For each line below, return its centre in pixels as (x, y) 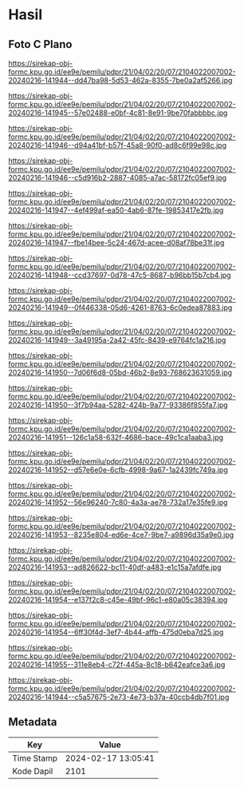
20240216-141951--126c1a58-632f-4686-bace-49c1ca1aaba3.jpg (116, 437)
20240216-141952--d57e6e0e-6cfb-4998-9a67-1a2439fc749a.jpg (118, 470)
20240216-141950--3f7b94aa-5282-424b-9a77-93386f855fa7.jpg (118, 405)
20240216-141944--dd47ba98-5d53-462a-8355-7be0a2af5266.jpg (120, 80)
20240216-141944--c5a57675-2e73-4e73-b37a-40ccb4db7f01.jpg (119, 697)
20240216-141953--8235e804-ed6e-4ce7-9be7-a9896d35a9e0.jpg (121, 535)
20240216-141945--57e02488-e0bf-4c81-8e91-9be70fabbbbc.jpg (118, 113)
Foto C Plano (40, 44)
